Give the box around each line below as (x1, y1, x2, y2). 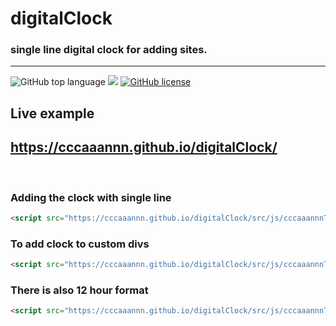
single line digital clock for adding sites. (10, 43, 208, 57)
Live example (10, 105, 95, 122)
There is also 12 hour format (10, 283, 149, 297)
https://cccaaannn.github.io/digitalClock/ (10, 139, 278, 156)
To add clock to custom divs (10, 237, 150, 251)
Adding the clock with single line (10, 190, 172, 204)
